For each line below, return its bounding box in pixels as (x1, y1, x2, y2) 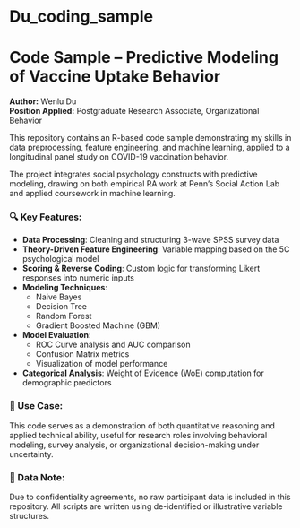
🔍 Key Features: (9, 211, 82, 223)
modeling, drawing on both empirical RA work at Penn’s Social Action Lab (9, 178, 280, 189)
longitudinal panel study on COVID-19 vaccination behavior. (9, 151, 229, 162)
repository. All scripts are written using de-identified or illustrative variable (9, 501, 283, 512)
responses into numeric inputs (21, 273, 134, 283)
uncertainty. (9, 448, 54, 459)
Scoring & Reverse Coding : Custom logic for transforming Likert (21, 263, 261, 274)
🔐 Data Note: (9, 471, 65, 483)
